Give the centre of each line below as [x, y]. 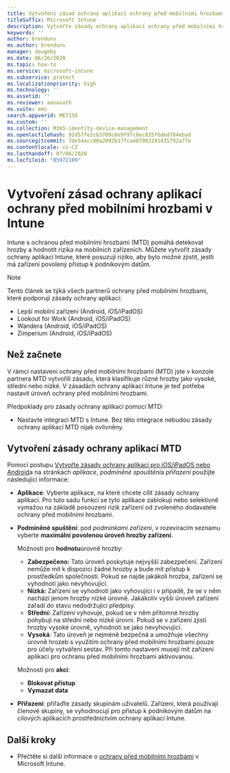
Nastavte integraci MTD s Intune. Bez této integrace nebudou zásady [114, 420]
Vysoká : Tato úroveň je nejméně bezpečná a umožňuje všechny [118, 634]
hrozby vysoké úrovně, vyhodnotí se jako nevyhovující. [105, 628]
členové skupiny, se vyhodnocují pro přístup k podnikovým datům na [114, 711]
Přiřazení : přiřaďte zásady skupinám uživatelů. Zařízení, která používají [117, 704]
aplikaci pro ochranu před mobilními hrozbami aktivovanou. [111, 656]
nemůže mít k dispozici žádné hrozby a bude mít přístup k [108, 569]
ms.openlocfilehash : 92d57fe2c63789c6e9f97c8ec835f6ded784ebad [99, 134]
